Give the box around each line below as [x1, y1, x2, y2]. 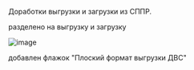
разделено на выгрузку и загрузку [8, 22, 127, 31]
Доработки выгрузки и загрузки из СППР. [8, 7, 152, 16]
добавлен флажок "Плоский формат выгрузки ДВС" [8, 53, 187, 62]
